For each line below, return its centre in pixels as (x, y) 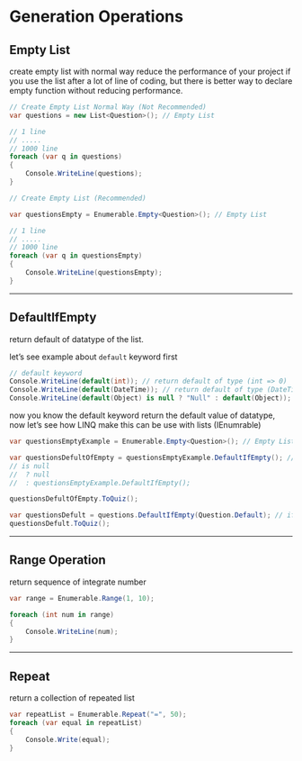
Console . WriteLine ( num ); (72, 631)
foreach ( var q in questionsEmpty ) (76, 256)
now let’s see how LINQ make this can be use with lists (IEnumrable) (135, 425)
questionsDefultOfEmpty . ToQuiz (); (74, 499)
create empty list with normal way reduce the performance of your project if (150, 71)
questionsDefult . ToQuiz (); (60, 524)
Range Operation (58, 560)
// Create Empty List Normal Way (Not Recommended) (108, 107)
